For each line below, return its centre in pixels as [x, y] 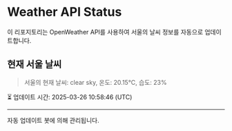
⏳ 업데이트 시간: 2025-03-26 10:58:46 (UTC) [70, 97]
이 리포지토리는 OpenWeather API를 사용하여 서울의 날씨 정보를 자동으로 [105, 32]
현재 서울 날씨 [35, 64]
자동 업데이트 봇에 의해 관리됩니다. [53, 120]
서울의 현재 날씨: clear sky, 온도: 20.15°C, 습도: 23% [95, 82]
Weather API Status [65, 12]
